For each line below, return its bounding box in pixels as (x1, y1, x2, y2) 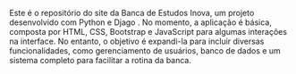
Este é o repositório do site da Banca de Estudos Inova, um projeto (9, 8, 255, 18)
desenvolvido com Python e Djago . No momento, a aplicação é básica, (9, 17, 273, 28)
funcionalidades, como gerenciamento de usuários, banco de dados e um (9, 45, 282, 56)
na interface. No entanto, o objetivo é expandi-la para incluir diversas (9, 36, 265, 46)
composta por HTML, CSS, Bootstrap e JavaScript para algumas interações (9, 27, 288, 37)
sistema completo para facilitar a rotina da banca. (9, 55, 192, 65)
